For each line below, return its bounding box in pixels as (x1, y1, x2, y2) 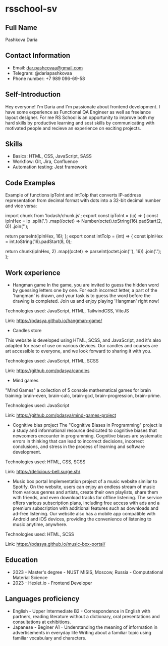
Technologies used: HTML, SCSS (5, 531, 74, 537)
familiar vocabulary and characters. (12, 635, 87, 641)
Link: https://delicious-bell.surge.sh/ (5, 469, 81, 475)
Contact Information (5, 51, 71, 60)
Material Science (12, 574, 48, 580)
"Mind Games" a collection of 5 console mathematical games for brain (5, 387, 151, 393)
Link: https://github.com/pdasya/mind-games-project (5, 412, 117, 418)
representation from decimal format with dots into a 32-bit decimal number (5, 197, 161, 204)
